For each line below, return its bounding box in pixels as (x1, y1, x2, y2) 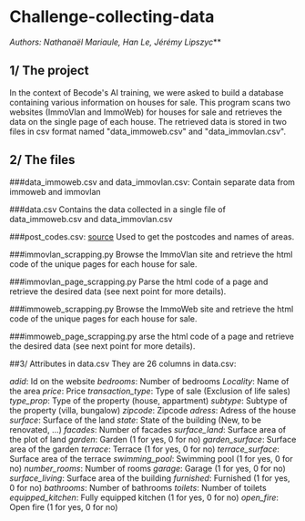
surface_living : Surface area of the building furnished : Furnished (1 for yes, (9, 472, 290, 484)
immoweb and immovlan (9, 186, 102, 197)
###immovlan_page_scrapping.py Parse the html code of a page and (9, 276, 269, 287)
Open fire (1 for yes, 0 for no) (9, 501, 118, 512)
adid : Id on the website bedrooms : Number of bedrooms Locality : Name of (9, 375, 290, 386)
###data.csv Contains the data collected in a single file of (9, 203, 226, 215)
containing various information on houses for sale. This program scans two (9, 97, 291, 107)
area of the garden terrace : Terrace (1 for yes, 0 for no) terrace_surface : (9, 444, 280, 455)
